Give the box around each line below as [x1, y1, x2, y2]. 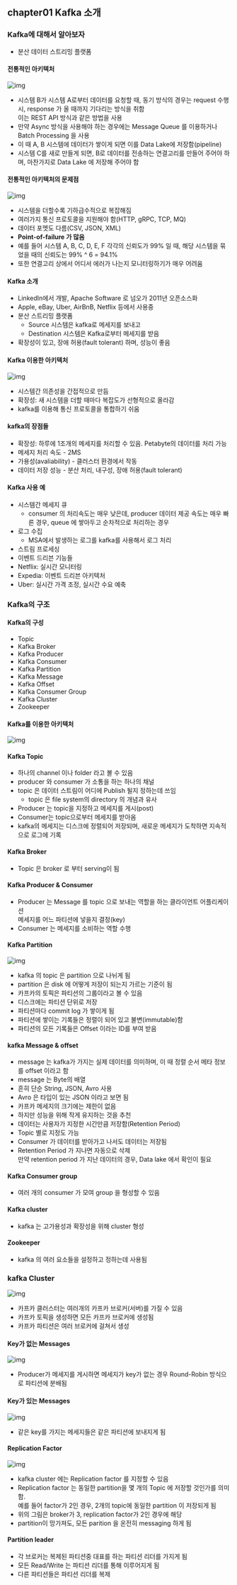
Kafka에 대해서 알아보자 [7, 30, 85, 40]
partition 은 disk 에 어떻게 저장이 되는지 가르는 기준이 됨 [17, 980, 173, 989]
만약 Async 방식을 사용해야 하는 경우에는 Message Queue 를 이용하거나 [17, 122, 218, 130]
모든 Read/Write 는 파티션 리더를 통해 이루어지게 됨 [17, 1561, 160, 1569]
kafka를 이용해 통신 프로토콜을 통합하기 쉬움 [17, 404, 140, 413]
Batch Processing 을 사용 [17, 130, 90, 140]
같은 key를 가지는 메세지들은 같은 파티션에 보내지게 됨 [17, 1428, 166, 1436]
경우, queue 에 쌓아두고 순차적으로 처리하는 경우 [35, 518, 170, 526]
